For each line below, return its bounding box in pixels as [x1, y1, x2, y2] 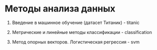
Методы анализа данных [5, 3, 116, 14]
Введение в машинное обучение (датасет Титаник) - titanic [12, 19, 139, 25]
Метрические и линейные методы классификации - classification [12, 29, 152, 35]
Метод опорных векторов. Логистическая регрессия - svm [12, 38, 140, 45]
